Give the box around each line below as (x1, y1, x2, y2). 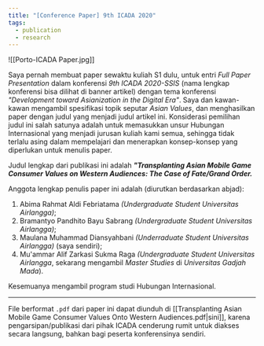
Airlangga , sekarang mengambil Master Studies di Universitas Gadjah (19, 258, 246, 267)
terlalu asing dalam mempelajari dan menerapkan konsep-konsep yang (8, 137, 238, 146)
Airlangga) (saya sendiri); (19, 241, 103, 251)
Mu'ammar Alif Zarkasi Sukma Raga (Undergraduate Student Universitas (19, 249, 255, 259)
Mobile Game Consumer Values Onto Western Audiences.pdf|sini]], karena (8, 312, 251, 322)
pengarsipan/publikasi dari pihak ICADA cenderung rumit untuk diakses (8, 321, 240, 330)
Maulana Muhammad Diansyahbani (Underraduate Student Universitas (19, 233, 250, 242)
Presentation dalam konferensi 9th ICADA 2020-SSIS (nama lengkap (8, 79, 230, 88)
